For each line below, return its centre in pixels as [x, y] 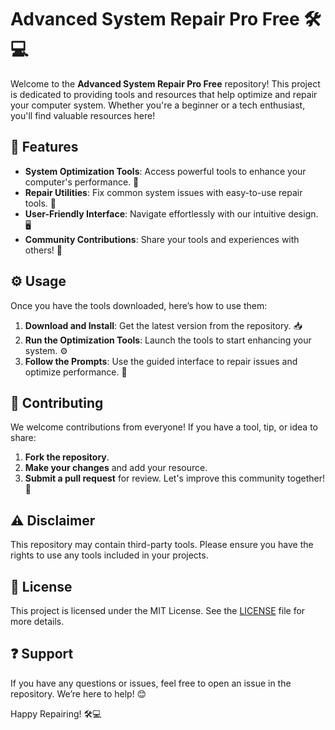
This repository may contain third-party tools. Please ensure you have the [162, 545]
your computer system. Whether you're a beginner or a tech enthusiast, [158, 105]
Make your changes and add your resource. [116, 468]
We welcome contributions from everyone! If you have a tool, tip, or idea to [164, 427]
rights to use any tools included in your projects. [109, 555]
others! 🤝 [43, 250]
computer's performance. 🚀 [82, 182]
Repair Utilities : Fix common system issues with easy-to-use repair [163, 192]
